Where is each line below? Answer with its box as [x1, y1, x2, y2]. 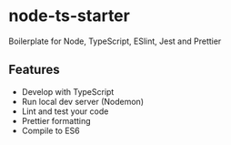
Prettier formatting [21, 115, 92, 126]
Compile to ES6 [21, 125, 80, 136]
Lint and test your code [21, 106, 109, 117]
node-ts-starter [8, 5, 131, 26]
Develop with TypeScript [21, 86, 115, 97]
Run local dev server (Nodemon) [21, 96, 145, 107]
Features [8, 62, 60, 78]
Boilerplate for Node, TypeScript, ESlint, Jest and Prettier [8, 36, 222, 47]
